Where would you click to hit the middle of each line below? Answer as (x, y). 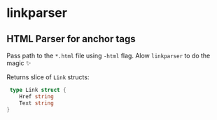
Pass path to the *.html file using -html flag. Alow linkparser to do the (108, 55)
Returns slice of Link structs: (48, 77)
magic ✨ (19, 63)
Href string (36, 96)
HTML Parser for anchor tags (71, 39)
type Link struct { (38, 90)
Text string (36, 103)
